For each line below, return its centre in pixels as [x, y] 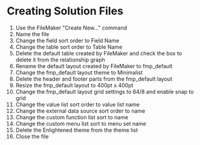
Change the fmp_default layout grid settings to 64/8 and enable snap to [105, 91]
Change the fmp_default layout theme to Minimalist [79, 72]
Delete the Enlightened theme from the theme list [77, 130]
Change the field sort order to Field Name [67, 40]
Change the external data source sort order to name [80, 111]
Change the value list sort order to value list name [77, 104]
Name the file [32, 34]
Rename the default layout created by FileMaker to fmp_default [94, 66]
